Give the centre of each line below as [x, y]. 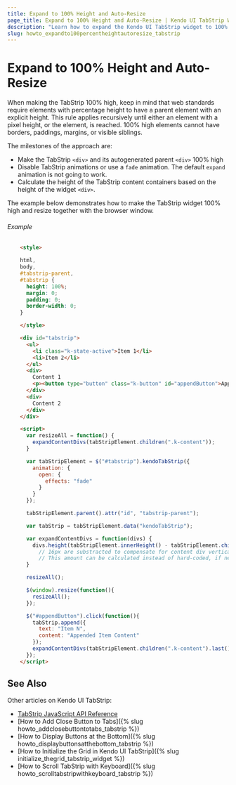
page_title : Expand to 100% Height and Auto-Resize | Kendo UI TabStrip [116, 20]
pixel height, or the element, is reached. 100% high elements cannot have [113, 125]
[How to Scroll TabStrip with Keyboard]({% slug [86, 766]
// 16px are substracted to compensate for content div [122, 552]
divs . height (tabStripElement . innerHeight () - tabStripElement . [127, 545]
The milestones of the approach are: [60, 146]
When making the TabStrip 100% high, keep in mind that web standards [111, 103]
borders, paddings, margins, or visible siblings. [75, 132]
